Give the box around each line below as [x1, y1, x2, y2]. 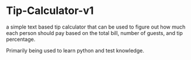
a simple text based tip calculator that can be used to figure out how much [6, 23, 186, 30]
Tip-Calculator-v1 [6, 4, 94, 17]
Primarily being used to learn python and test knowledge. [6, 47, 145, 54]
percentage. [6, 36, 36, 43]
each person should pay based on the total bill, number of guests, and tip [6, 29, 183, 36]
